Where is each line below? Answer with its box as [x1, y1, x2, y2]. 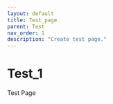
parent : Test [7, 23, 45, 30]
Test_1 [7, 66, 43, 82]
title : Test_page [7, 17, 58, 24]
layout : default [7, 10, 54, 17]
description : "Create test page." [7, 36, 107, 43]
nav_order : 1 [7, 29, 45, 37]
